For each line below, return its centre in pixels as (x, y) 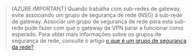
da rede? (23, 47)
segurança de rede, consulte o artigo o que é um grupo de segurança (99, 41)
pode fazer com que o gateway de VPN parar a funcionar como (104, 28)
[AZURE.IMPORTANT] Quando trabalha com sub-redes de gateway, (96, 9)
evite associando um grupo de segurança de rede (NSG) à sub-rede (97, 15)
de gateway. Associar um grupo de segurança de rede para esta (92, 21)
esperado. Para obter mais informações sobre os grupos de (86, 34)
